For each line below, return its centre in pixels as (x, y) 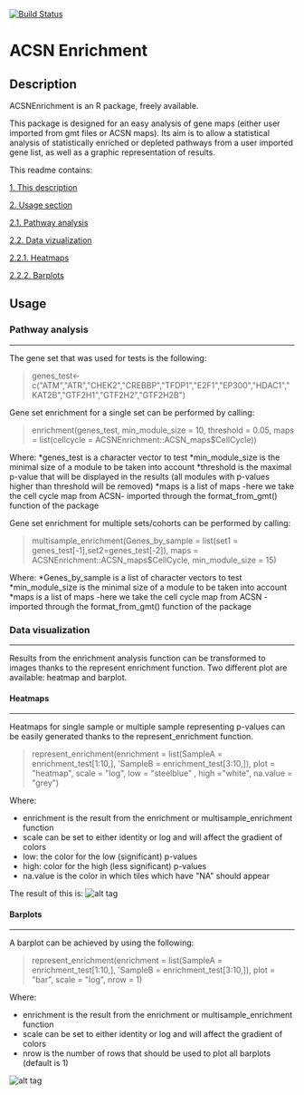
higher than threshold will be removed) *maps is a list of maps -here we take (152, 486)
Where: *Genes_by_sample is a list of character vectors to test (126, 577)
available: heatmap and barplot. (68, 677)
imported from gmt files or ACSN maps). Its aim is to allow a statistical (139, 133)
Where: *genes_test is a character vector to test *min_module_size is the (145, 457)
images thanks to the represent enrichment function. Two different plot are (148, 668)
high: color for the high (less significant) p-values (114, 866)
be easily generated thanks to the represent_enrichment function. (131, 737)
